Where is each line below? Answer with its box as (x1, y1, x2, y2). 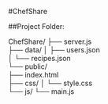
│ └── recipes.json (8, 54, 71, 63)
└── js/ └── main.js (8, 87, 75, 96)
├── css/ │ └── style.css (8, 78, 93, 88)
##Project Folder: (8, 22, 65, 30)
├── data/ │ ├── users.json (8, 45, 100, 54)
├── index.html (8, 70, 59, 79)
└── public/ (8, 62, 47, 71)
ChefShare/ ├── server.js (8, 37, 92, 46)
